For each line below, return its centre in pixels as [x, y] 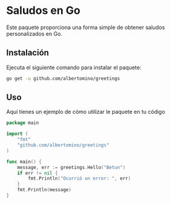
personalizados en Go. [34, 33]
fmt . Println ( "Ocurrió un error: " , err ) [79, 179]
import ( [17, 134]
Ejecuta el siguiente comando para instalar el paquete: [74, 67]
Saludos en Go [43, 11]
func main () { [24, 162]
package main [23, 123]
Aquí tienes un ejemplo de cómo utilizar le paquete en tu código [86, 112]
